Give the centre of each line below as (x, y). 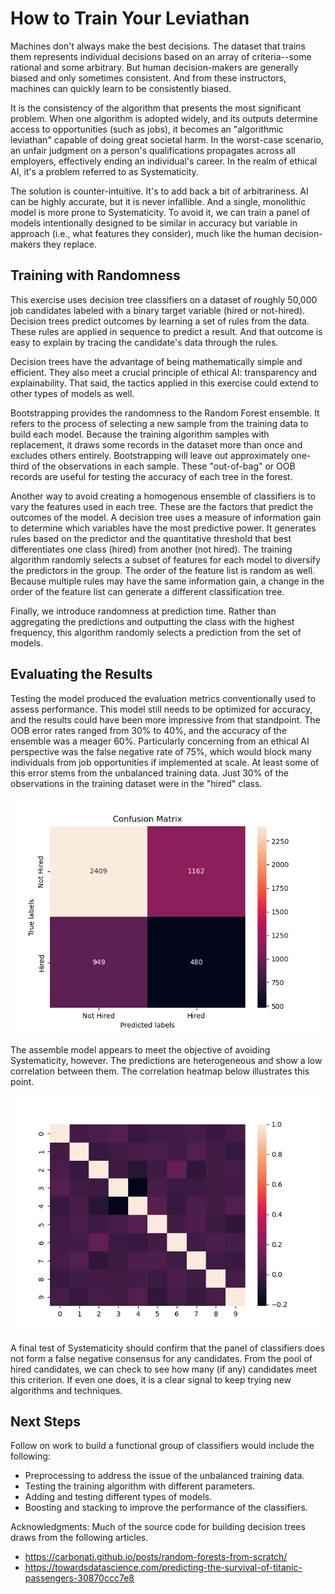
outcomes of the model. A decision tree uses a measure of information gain (166, 517)
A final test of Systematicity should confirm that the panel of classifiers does (168, 1348)
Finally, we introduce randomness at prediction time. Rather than (143, 611)
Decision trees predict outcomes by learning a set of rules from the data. (160, 321)
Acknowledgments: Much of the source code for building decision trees (158, 1527)
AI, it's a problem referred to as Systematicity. (104, 171)
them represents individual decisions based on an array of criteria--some (161, 56)
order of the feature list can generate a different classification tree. (147, 591)
